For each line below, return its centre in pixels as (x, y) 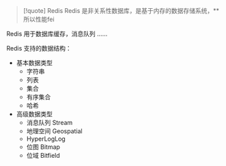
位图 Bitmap (43, 147)
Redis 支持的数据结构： (39, 48)
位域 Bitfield (43, 155)
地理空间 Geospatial (54, 131)
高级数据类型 (34, 114)
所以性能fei (39, 19)
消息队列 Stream (50, 123)
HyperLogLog (46, 139)
